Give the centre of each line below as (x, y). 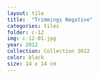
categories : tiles (33, 26)
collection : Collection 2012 (48, 52)
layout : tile (26, 13)
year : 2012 (23, 45)
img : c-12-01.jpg (32, 39)
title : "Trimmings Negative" (50, 20)
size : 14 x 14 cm (32, 64)
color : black (26, 58)
